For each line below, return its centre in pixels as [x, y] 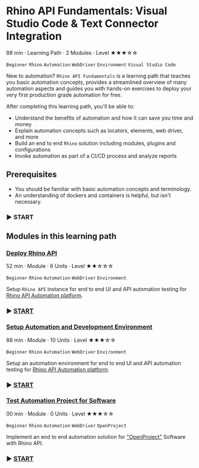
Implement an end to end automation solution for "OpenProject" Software [96, 436]
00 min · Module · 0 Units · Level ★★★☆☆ [60, 414]
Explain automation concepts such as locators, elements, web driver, [99, 130]
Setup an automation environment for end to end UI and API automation [94, 363]
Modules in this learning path [61, 236]
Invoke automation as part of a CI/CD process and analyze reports [96, 155]
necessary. [28, 201]
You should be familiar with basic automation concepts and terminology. [103, 189]
